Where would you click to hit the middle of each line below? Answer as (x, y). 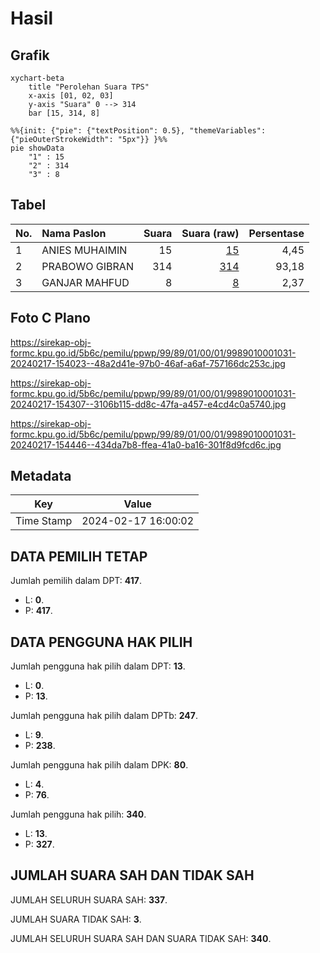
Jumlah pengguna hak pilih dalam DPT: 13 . (98, 666)
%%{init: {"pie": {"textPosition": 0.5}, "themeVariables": (138, 131)
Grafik (30, 55)
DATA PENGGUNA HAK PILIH (101, 642)
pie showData (37, 148)
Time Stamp (44, 521)
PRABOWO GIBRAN (87, 266)
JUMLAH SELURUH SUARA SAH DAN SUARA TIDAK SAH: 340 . (141, 938)
